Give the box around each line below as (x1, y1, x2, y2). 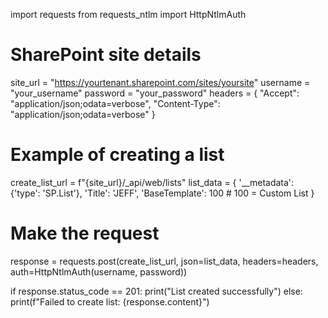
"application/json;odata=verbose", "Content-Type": (10, 97, 221, 109)
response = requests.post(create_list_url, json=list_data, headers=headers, (10, 255, 319, 267)
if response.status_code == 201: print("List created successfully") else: (10, 285, 303, 297)
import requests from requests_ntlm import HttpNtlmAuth (10, 9, 247, 20)
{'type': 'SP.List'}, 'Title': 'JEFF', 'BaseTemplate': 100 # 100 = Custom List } (10, 187, 315, 199)
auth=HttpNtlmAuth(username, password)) (10, 265, 188, 278)
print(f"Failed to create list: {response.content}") (10, 295, 210, 308)
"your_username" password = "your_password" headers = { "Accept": (10, 87, 300, 99)
